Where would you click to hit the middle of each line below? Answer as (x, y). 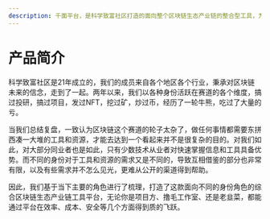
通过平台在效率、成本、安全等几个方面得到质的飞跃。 (96, 207)
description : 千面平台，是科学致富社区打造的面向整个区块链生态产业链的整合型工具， (133, 16)
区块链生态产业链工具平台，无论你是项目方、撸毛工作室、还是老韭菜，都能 (138, 196)
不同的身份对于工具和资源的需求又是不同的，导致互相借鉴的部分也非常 (145, 159)
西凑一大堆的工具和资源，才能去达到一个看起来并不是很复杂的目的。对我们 (131, 139)
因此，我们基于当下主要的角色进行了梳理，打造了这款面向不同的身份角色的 (131, 187)
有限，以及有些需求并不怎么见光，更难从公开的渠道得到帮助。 (110, 169)
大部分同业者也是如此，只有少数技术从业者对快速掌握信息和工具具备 (142, 149)
